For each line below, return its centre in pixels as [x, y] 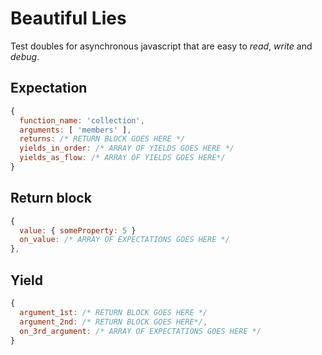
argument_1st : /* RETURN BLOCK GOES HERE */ [113, 312]
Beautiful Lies [68, 18]
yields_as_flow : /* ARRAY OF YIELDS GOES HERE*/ [122, 158]
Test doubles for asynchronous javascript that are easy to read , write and [161, 46]
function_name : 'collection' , [82, 120]
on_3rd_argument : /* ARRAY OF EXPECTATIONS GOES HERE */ [140, 331]
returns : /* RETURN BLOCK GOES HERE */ [102, 139]
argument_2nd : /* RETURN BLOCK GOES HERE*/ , [113, 322]
